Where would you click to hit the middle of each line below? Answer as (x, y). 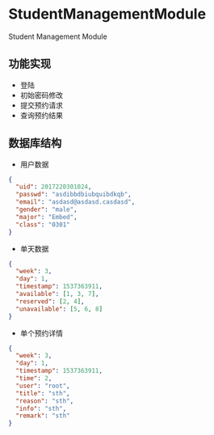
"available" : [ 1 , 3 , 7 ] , (57, 294)
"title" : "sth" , (43, 393)
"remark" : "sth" (43, 416)
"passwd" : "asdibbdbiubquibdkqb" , (73, 195)
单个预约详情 (41, 333)
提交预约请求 (41, 105)
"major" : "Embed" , (47, 217)
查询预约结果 (41, 115)
